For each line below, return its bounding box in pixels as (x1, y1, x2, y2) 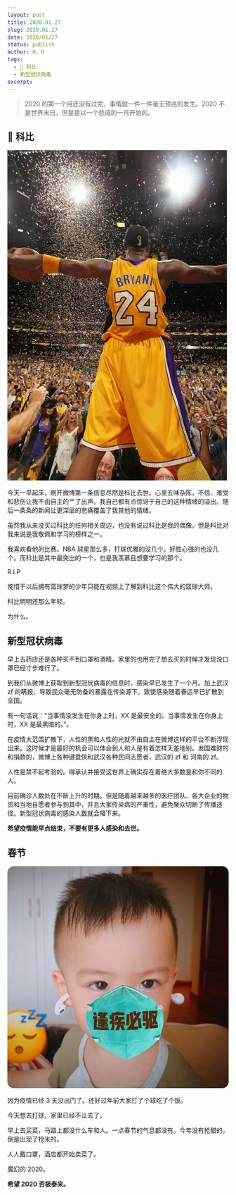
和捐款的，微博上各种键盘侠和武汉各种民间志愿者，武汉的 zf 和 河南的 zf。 (7, 753, 223, 761)
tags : (7, 56, 23, 63)
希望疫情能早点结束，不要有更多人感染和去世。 (7, 824, 143, 833)
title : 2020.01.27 (7, 18, 61, 26)
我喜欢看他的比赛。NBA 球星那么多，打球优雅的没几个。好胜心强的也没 (7, 545, 213, 553)
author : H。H (7, 49, 44, 56)
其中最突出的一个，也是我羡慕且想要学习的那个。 (44, 554, 186, 562)
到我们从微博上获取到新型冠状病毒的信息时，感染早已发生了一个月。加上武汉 (7, 679, 229, 687)
